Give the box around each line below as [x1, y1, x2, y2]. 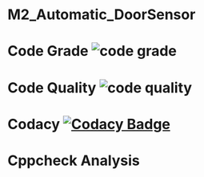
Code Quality [7, 78, 97, 96]
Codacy [7, 115, 61, 133]
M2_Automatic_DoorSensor [7, 6, 196, 24]
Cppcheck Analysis [7, 151, 141, 169]
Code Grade [7, 42, 89, 61]
